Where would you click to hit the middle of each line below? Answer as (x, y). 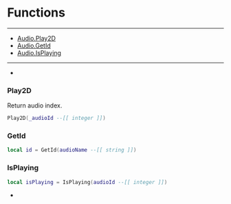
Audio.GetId (34, 45)
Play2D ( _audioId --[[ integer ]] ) (57, 119)
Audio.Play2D (36, 38)
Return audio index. (35, 105)
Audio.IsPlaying (39, 52)
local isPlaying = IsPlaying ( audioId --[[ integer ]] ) (87, 182)
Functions (36, 13)
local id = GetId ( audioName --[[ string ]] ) (72, 150)
